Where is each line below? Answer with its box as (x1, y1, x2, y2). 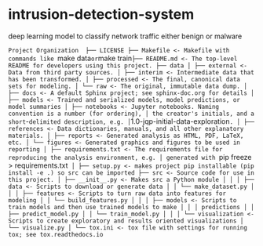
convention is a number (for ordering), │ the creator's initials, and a (8, 110, 255, 118)
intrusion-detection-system (8, 5, 195, 24)
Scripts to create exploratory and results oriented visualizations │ (8, 217, 244, 225)
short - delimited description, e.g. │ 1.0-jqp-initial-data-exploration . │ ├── (8, 116, 255, 126)
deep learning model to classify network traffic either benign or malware (8, 31, 243, 41)
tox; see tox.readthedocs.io (8, 230, 104, 238)
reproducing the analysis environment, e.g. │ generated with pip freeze (8, 152, 253, 161)
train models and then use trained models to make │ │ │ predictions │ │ (8, 203, 255, 211)
